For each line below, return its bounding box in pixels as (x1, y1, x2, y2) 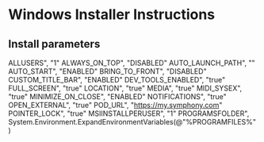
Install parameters (8, 37, 101, 51)
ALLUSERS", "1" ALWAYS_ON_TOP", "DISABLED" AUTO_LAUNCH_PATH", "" (8, 58, 255, 67)
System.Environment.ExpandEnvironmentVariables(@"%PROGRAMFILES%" (8, 117, 256, 126)
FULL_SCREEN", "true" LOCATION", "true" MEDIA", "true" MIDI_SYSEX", (8, 83, 243, 93)
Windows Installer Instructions (8, 6, 216, 24)
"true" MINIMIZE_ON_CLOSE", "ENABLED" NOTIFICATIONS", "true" (8, 92, 228, 101)
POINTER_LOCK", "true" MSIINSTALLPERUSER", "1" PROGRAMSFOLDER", (8, 109, 250, 118)
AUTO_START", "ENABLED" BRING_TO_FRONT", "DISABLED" (8, 67, 208, 76)
